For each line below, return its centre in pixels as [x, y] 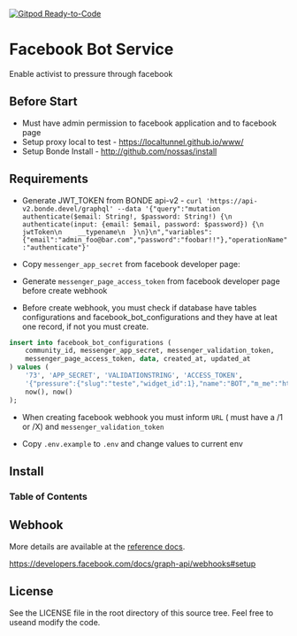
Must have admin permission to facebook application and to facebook [149, 123]
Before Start [43, 102]
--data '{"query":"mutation [169, 209]
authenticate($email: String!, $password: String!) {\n [127, 217]
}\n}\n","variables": [173, 232]
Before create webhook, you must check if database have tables [139, 307]
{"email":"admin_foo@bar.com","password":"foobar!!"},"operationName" [155, 240]
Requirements [49, 179]
